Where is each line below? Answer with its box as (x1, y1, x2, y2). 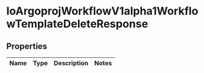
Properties (6, 41, 47, 51)
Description (54, 59, 88, 67)
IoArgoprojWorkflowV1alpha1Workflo (6, 4, 199, 18)
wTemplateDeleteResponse (6, 17, 149, 31)
